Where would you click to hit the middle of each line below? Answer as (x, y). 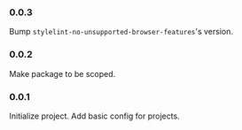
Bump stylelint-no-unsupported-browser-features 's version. (121, 32)
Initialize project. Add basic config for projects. (94, 116)
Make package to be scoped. (62, 73)
